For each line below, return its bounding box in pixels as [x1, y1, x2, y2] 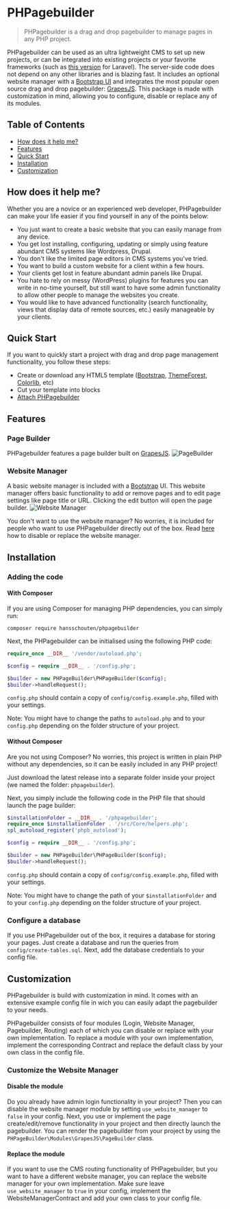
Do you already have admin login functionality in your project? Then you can [7, 1098, 222, 1106]
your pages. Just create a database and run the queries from [7, 939, 179, 947]
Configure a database [7, 915, 81, 925]
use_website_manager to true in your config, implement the [7, 1187, 171, 1195]
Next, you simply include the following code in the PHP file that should [7, 794, 205, 802]
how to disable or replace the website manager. [7, 532, 142, 540]
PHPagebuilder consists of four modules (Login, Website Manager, [7, 1019, 195, 1027]
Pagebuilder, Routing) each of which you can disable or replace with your [7, 1026, 214, 1034]
